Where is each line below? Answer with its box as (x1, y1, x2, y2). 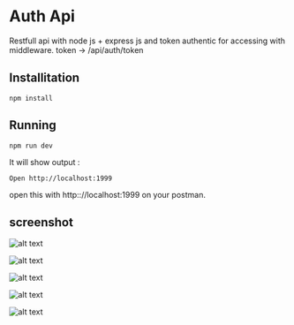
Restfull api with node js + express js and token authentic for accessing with (9, 35, 285, 46)
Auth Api (9, 6, 75, 26)
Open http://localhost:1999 (9, 174, 113, 183)
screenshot (9, 215, 73, 230)
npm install (9, 94, 53, 102)
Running (9, 117, 57, 133)
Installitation (9, 71, 80, 86)
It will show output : (9, 156, 80, 167)
